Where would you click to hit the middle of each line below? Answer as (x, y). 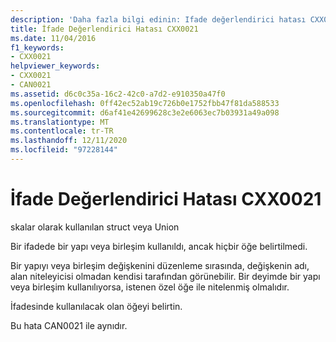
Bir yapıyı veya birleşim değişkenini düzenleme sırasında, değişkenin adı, (160, 265)
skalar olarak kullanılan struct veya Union (95, 227)
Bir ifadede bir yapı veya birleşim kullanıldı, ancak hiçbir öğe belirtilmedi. (159, 246)
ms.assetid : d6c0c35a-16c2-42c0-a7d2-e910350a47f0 (118, 94)
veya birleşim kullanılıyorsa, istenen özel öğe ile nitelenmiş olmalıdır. (150, 287)
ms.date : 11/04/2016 (53, 38)
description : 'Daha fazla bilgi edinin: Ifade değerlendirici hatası (158, 19)
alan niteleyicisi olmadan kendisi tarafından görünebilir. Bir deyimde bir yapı (165, 276)
